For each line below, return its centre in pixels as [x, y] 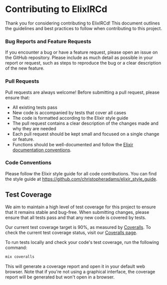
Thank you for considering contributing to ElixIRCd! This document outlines [82, 23]
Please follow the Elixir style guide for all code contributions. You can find [81, 173]
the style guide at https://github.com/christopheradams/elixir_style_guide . [81, 179]
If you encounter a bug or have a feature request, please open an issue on [81, 52]
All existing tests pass [35, 107]
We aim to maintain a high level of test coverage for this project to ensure [80, 207]
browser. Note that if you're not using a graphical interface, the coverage [80, 271]
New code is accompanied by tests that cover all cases [69, 112]
